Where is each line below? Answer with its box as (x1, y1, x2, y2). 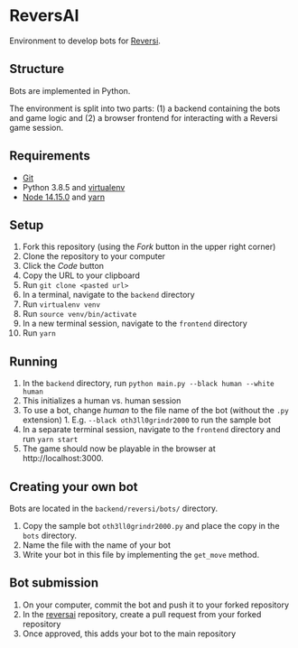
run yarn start (22, 434, 79, 445)
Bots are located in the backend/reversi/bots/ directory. (9, 503, 219, 514)
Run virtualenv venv (22, 299, 101, 310)
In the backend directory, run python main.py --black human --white (22, 378, 275, 389)
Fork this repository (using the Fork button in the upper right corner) (22, 241, 276, 253)
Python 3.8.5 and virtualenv (22, 181, 126, 192)
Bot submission (9, 575, 99, 591)
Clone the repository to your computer (22, 251, 165, 262)
